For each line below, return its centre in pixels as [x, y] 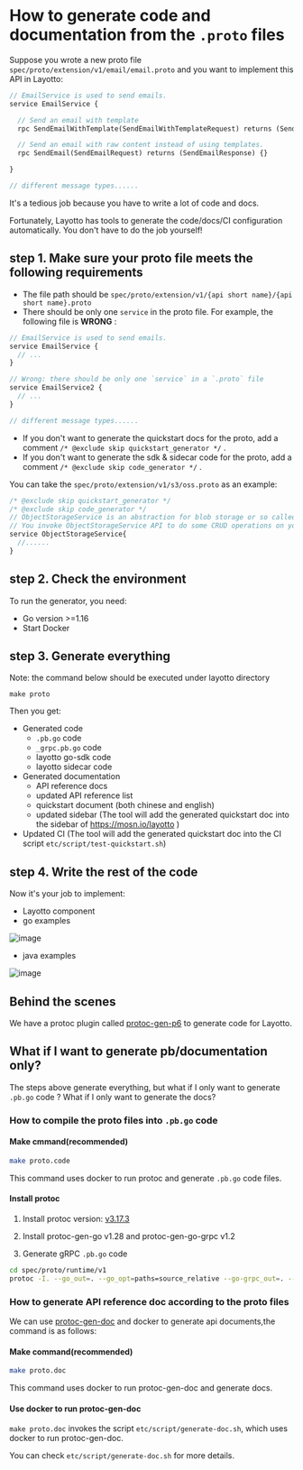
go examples [46, 921]
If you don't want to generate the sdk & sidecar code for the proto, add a [157, 457]
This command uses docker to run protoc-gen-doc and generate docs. [141, 1388]
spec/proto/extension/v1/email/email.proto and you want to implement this [151, 69]
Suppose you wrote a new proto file [76, 60]
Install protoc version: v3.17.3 [76, 1219]
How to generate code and [110, 16]
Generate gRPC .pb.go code [75, 1254]
